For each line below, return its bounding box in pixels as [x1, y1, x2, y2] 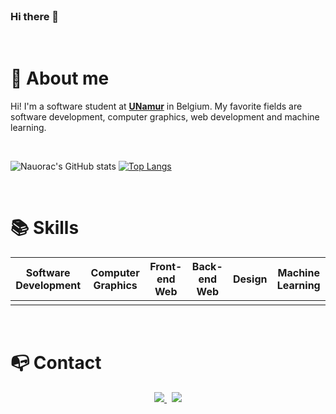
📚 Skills [10, 217, 80, 239]
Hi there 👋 [10, 9, 60, 23]
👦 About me [10, 67, 110, 90]
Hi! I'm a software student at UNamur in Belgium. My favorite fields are [10, 100, 303, 113]
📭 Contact [10, 352, 102, 374]
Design [233, 272, 268, 286]
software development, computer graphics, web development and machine [10, 111, 320, 123]
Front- [149, 260, 183, 274]
